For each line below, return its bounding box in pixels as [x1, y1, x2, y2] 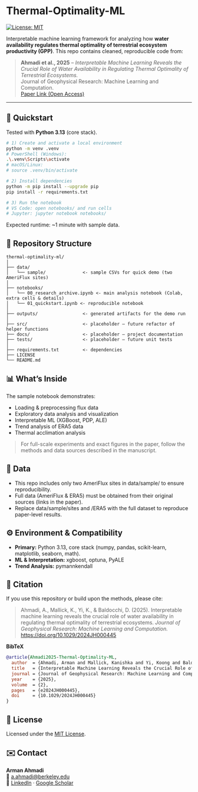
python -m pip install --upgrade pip [6, 183, 99, 189]
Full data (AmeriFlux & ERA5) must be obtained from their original [14, 492, 173, 499]
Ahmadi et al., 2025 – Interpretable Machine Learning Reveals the [20, 59, 182, 66]
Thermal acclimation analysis [14, 429, 86, 436]
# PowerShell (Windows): [6, 151, 67, 157]
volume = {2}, [11, 682, 49, 688]
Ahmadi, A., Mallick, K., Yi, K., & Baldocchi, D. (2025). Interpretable [20, 606, 183, 614]
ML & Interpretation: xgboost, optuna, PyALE [14, 556, 125, 563]
